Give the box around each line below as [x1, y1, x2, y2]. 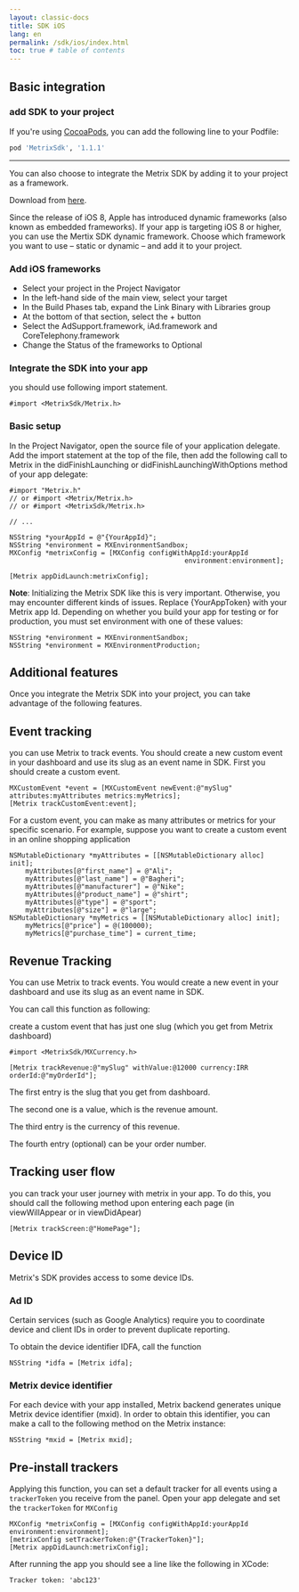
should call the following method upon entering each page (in [9, 1197, 235, 1208]
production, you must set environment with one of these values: [9, 616, 243, 627]
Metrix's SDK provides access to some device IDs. [9, 1272, 194, 1283]
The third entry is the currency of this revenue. [9, 1121, 181, 1132]
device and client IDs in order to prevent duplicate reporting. [9, 1324, 230, 1334]
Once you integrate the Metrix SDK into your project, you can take [9, 688, 251, 700]
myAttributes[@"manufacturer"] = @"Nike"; [25, 882, 185, 891]
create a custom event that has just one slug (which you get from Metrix [9, 1022, 273, 1032]
